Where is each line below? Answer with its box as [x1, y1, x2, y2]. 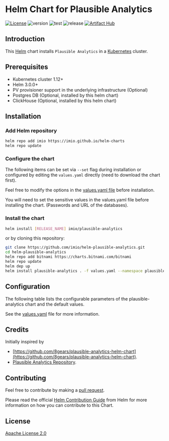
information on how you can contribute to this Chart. [5, 402, 114, 408]
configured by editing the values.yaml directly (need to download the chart [5, 172, 160, 178]
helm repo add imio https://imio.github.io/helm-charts [5, 138, 125, 144]
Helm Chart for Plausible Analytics [5, 4, 152, 15]
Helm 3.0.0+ [12, 82, 39, 88]
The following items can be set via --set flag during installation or [5, 167, 142, 173]
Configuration [5, 282, 50, 291]
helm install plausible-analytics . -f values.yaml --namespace [5, 268, 143, 273]
